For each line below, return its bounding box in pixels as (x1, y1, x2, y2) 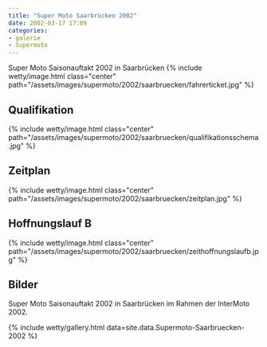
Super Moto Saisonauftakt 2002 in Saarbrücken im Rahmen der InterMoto (8, 299, 250, 309)
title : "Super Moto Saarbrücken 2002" (8, 11, 137, 20)
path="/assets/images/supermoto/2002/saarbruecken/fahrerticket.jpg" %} (8, 80, 255, 90)
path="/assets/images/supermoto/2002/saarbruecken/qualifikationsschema (8, 132, 259, 142)
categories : (8, 26, 48, 34)
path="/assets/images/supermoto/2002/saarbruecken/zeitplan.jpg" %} (8, 193, 243, 203)
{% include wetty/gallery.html (8, 323, 105, 333)
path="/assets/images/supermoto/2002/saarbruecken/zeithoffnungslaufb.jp (8, 246, 259, 255)
